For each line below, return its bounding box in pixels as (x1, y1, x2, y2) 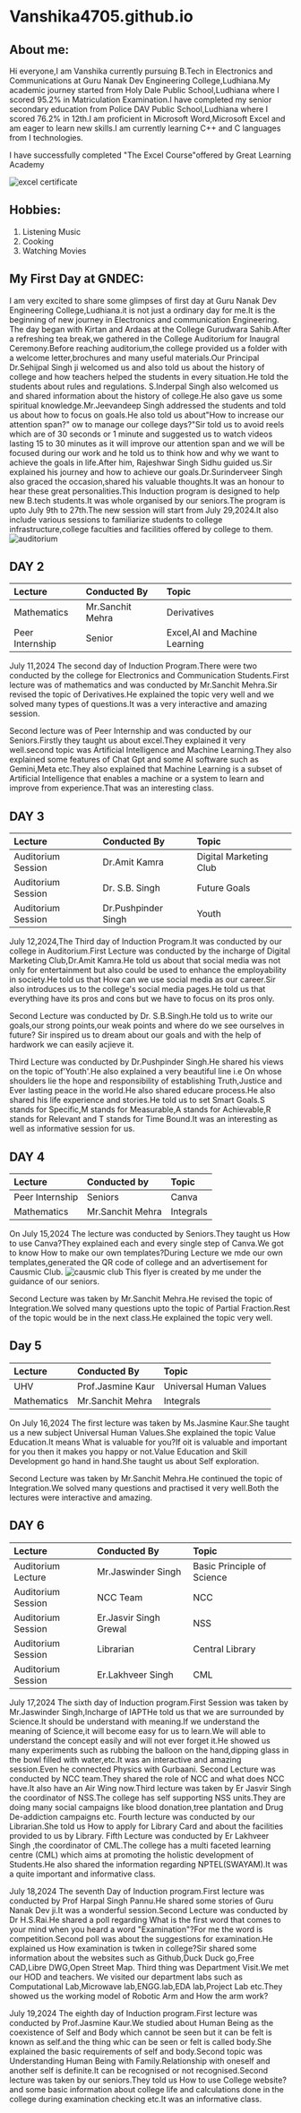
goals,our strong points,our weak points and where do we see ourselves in (9, 1020, 285, 1031)
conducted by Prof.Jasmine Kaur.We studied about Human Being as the (9, 2017, 274, 2028)
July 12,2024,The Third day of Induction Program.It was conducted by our (9, 936, 282, 947)
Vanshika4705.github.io (9, 6, 194, 27)
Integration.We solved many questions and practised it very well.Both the (9, 1482, 279, 1493)
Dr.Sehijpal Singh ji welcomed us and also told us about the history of (9, 361, 265, 373)
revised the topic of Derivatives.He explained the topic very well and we (9, 689, 275, 700)
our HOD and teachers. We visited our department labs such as (9, 1971, 244, 1982)
